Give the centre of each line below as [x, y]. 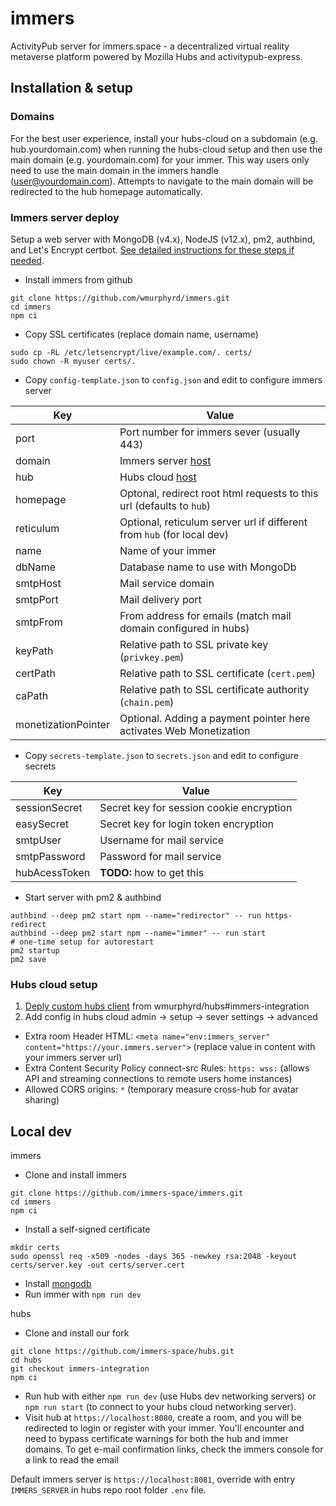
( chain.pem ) [147, 702]
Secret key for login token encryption [186, 824]
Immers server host [165, 460]
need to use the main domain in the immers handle [114, 170]
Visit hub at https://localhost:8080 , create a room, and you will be [163, 1418]
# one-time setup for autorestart [82, 942]
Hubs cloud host [158, 477]
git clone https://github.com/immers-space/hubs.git [122, 1352]
